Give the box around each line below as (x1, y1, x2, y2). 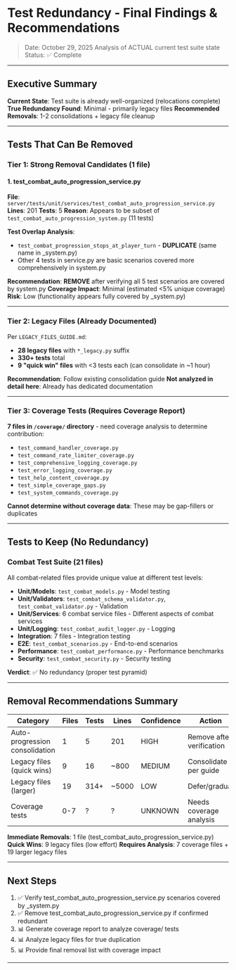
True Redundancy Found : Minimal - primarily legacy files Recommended (7, 104, 220, 113)
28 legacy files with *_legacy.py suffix (17, 346, 130, 355)
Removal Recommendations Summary (7, 695, 178, 707)
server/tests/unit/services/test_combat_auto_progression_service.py (7, 200, 216, 208)
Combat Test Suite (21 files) (7, 557, 104, 567)
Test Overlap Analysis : (7, 227, 75, 236)
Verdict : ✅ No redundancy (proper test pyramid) (7, 668, 147, 676)
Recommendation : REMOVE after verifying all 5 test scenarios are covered (7, 277, 225, 286)
